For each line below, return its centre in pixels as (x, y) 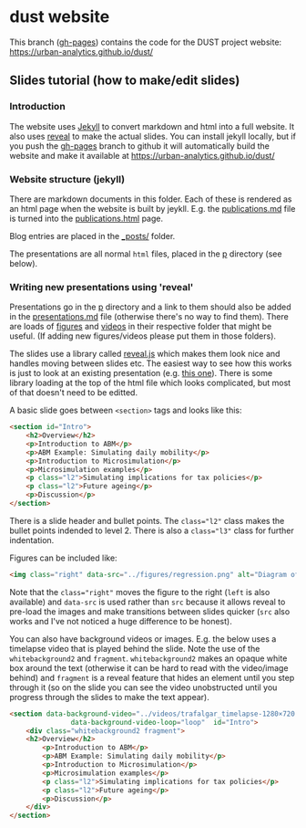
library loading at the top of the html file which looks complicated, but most (150, 383)
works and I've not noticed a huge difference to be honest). (121, 621)
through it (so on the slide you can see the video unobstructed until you (143, 687)
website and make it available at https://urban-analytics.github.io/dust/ (142, 155)
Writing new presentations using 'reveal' (102, 287)
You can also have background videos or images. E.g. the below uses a (143, 639)
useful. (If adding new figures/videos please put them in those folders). (143, 336)
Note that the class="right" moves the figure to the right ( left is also (140, 592)
